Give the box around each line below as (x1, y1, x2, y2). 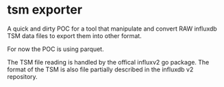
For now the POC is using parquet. (7, 45, 104, 53)
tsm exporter (7, 2, 83, 18)
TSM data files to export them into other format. (7, 31, 142, 39)
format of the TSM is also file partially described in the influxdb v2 (7, 65, 194, 73)
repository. (7, 72, 38, 80)
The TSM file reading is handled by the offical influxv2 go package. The (7, 58, 210, 66)
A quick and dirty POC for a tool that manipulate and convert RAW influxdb (7, 24, 217, 33)
